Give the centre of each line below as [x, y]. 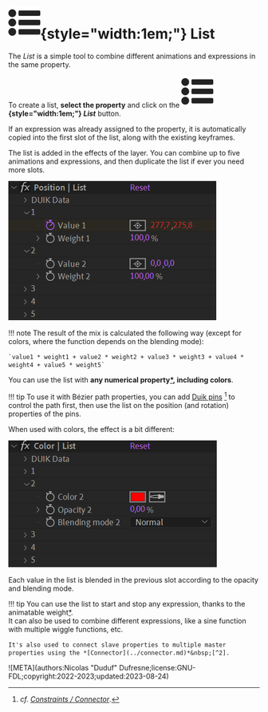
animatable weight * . [41, 612]
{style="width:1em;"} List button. [65, 113]
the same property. [39, 64]
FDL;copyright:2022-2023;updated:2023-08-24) [89, 676]
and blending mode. [41, 588]
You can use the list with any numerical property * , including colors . [121, 380]
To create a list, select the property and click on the [94, 105]
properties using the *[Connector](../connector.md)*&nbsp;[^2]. [119, 653]
